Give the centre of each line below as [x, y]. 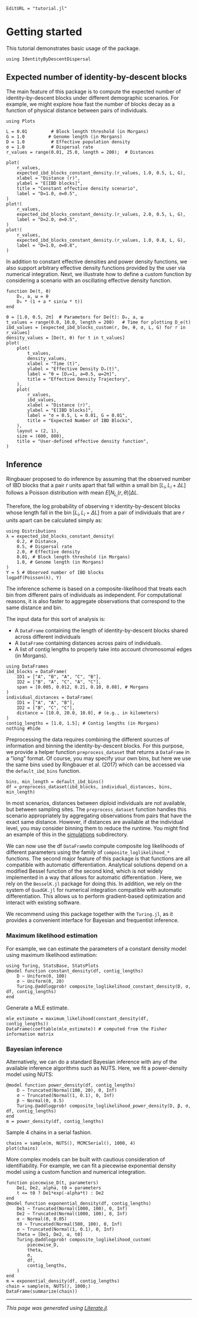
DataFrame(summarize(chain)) [42, 1291]
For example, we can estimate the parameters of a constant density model [96, 949]
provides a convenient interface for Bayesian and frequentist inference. [93, 920]
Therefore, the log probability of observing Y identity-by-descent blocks [93, 506]
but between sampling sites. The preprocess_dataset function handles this [96, 810]
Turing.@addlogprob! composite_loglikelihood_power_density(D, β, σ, [104, 1106]
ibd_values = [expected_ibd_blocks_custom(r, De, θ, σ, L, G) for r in [96, 327]
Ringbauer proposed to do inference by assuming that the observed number [99, 478]
